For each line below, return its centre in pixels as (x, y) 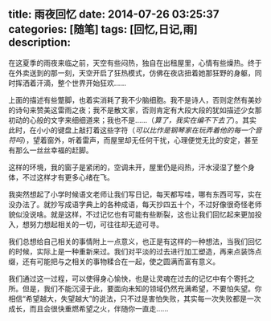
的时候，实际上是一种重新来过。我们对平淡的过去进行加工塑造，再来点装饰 (131, 251)
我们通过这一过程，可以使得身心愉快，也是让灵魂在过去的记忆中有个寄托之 (131, 278)
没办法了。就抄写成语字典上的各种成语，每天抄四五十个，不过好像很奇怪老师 (135, 204)
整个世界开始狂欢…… (92, 83)
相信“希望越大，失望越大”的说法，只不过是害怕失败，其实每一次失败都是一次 (135, 299)
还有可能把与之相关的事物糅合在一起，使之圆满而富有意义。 (121, 261)
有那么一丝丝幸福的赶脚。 (51, 150)
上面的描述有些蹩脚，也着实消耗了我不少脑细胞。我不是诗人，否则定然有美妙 (135, 100)
